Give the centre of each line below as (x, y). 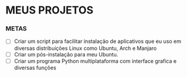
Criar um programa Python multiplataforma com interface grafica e (95, 61)
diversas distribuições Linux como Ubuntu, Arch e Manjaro (85, 48)
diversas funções (35, 68)
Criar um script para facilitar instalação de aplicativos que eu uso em (98, 41)
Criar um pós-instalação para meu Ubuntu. (66, 54)
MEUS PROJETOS (50, 10)
